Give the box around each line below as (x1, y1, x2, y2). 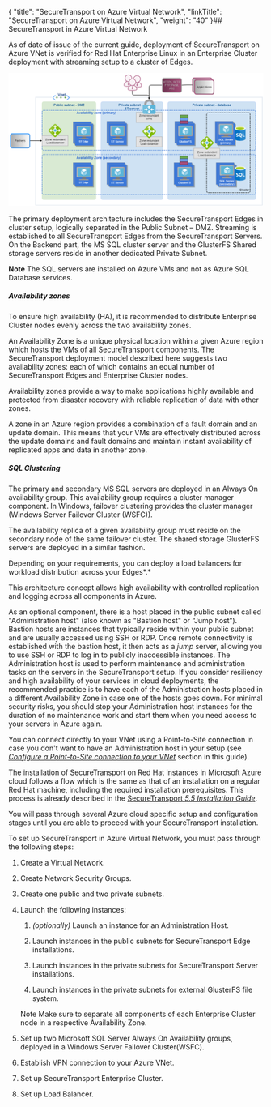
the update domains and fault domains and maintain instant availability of (8, 436, 252, 446)
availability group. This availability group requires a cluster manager (8, 492, 235, 502)
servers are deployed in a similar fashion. (8, 542, 146, 552)
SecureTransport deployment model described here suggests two (8, 353, 228, 363)
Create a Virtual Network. (19, 857, 105, 867)
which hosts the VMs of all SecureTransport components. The (8, 344, 215, 354)
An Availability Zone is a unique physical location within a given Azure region (8, 336, 264, 345)
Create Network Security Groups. (19, 873, 132, 883)
